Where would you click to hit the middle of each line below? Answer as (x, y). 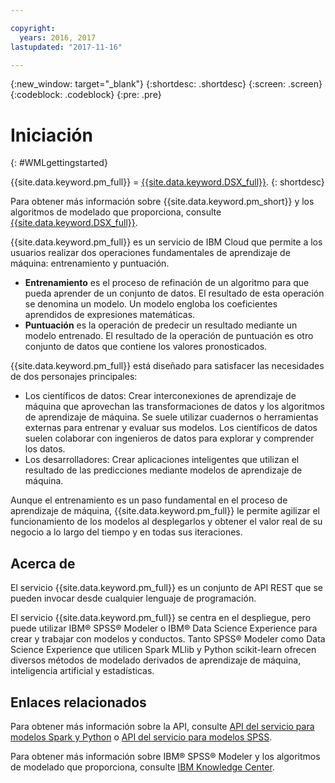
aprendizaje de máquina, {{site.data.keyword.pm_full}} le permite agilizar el (165, 511)
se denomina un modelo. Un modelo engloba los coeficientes (151, 304)
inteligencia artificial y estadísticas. (82, 671)
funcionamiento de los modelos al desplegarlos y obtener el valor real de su (166, 522)
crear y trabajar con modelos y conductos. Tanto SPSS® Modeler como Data (168, 639)
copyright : (33, 28)
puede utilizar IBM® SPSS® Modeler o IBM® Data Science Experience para (164, 628)
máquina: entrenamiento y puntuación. (90, 263)
